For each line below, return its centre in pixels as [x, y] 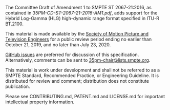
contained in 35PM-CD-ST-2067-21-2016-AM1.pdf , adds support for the [81, 13]
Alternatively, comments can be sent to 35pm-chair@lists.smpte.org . [78, 60]
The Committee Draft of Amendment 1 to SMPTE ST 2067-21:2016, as [79, 7]
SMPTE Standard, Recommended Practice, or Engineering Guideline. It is [82, 76]
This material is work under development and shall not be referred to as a [83, 70]
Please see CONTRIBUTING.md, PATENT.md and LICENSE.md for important [85, 96]
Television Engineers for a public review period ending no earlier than [79, 39]
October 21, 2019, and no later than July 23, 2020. [58, 45]
